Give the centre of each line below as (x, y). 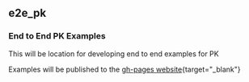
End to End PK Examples (57, 36)
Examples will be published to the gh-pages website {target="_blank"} (124, 69)
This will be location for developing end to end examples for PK (114, 53)
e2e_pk (27, 13)
